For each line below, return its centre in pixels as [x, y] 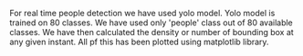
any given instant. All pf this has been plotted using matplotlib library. [139, 42]
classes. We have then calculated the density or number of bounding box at [151, 32]
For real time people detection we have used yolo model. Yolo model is [142, 13]
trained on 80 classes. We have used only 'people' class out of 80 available [151, 23]
